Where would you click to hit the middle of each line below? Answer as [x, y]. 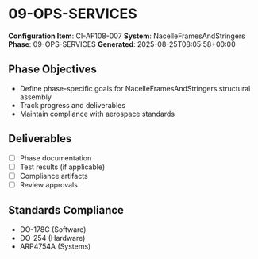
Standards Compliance [66, 210]
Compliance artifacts [54, 176]
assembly [35, 97]
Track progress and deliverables [72, 105]
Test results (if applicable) [62, 167]
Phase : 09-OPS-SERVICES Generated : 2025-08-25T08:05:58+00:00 [122, 44]
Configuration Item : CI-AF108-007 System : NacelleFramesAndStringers [127, 36]
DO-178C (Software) [53, 229]
